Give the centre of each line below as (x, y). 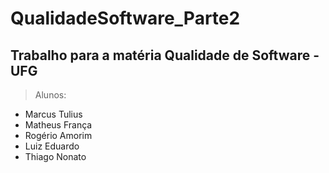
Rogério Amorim (58, 135)
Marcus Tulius (53, 114)
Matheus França (58, 125)
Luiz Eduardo (52, 146)
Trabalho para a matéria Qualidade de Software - (165, 55)
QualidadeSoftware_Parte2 (125, 18)
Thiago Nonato (55, 156)
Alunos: (50, 95)
